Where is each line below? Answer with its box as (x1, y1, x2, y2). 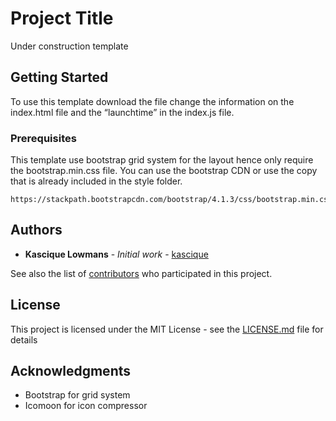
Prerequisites (10, 131, 77, 145)
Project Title (10, 7, 114, 30)
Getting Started (10, 69, 109, 86)
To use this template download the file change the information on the (10, 95, 295, 107)
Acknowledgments (10, 363, 132, 380)
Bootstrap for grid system (24, 389, 131, 401)
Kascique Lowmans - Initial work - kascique (24, 248, 209, 260)
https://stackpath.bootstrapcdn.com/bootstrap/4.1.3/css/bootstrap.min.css (10, 195, 333, 205)
